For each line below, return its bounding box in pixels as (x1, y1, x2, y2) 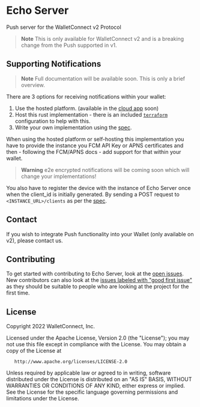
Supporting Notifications (6, 59, 102, 69)
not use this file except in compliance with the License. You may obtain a (6, 341, 186, 348)
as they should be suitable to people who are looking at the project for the (6, 283, 189, 290)
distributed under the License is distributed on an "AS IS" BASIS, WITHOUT (6, 376, 192, 383)
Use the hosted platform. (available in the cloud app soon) (14, 105, 159, 112)
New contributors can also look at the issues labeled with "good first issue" (6, 277, 193, 284)
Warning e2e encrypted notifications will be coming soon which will (20, 166, 190, 173)
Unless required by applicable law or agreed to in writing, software (6, 369, 171, 376)
